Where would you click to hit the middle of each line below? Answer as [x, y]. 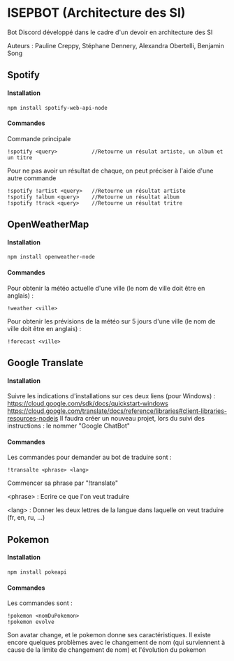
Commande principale [39, 138]
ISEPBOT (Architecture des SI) [96, 13]
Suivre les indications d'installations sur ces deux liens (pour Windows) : [111, 396]
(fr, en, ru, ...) [26, 518]
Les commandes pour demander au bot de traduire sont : [89, 457]
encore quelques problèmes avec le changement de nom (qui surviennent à [116, 642]
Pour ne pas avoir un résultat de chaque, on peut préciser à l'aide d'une [110, 170]
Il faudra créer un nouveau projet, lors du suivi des [132, 419]
